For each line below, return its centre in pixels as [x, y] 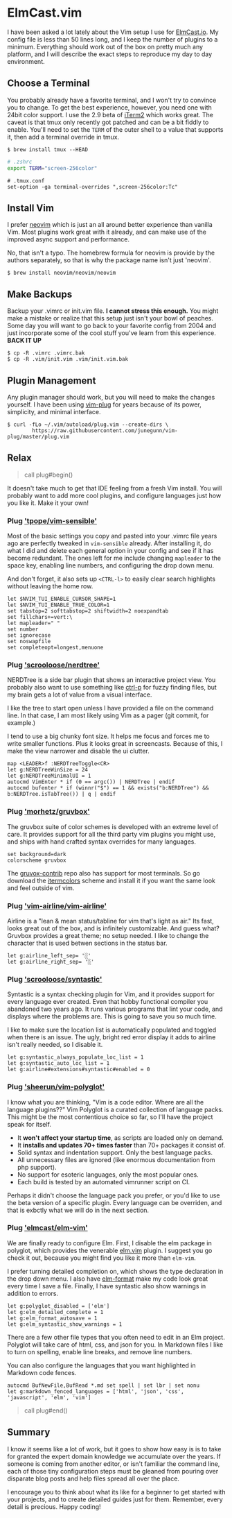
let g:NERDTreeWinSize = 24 [48, 770]
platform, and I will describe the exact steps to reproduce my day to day [110, 54]
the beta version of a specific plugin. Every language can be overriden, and [115, 1202]
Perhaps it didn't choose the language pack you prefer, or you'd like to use [114, 1195]
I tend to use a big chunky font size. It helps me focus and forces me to [108, 736]
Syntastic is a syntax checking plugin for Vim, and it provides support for [111, 994]
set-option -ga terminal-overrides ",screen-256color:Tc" [92, 187]
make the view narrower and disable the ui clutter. [79, 751]
